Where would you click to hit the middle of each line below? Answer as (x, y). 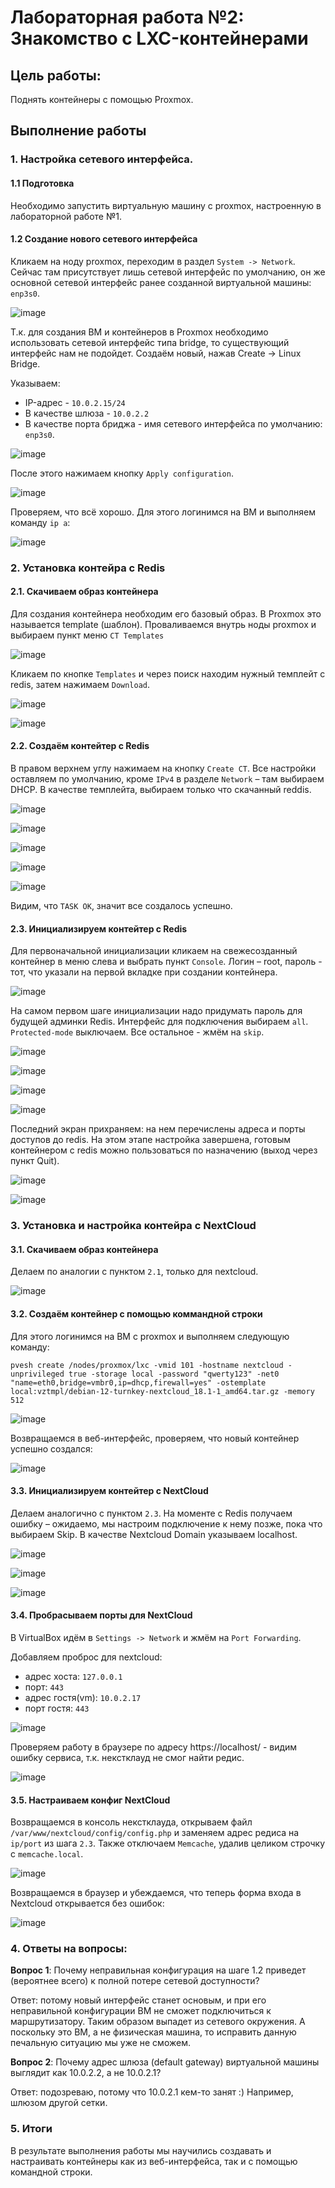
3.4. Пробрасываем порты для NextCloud (101, 1615)
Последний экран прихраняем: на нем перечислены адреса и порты (158, 1129)
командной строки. (51, 2172)
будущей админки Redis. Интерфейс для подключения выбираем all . (159, 1022)
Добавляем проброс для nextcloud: (86, 1657)
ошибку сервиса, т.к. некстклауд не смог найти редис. (127, 1757)
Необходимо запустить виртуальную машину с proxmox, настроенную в (166, 205)
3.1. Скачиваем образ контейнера (84, 1249)
